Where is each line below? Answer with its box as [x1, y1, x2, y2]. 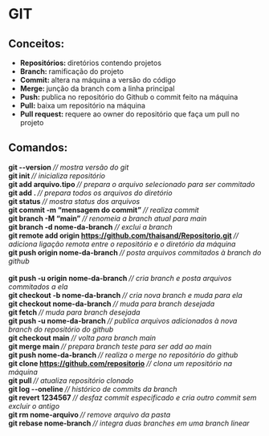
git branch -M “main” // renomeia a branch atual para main [8, 214, 207, 223]
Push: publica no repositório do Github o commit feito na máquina [19, 92, 238, 101]
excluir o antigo [8, 401, 60, 410]
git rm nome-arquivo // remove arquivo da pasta [8, 410, 171, 419]
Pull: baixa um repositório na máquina [19, 101, 146, 110]
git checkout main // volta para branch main [8, 332, 157, 342]
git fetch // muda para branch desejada [8, 307, 141, 317]
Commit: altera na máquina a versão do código [19, 75, 177, 84]
